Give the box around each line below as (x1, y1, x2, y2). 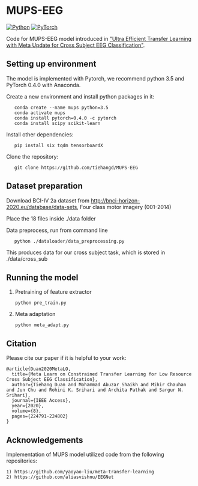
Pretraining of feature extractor (14, 288, 92, 296)
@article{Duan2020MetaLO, (6, 366, 71, 372)
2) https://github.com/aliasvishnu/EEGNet (6, 474, 114, 480)
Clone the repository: (6, 153, 59, 160)
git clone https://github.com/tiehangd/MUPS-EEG (14, 165, 138, 171)
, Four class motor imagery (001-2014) (77, 203, 172, 210)
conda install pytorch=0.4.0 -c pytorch (14, 115, 117, 121)
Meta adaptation (14, 311, 56, 318)
